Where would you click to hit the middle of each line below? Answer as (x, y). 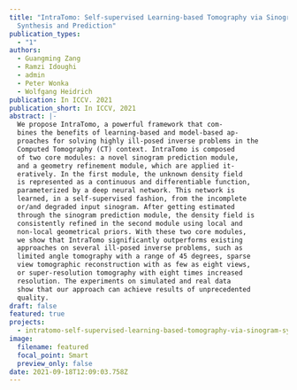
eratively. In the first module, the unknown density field (130, 174)
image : (21, 339)
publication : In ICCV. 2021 (61, 100)
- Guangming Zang (49, 58)
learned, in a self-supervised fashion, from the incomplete (132, 199)
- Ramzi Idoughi (47, 67)
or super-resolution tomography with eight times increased (130, 273)
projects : (27, 323)
